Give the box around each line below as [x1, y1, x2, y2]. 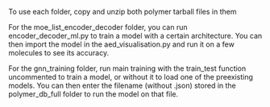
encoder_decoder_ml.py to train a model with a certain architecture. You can [8, 31, 263, 40]
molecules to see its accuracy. [8, 48, 110, 57]
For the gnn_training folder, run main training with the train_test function [8, 64, 247, 73]
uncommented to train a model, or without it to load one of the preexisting [8, 72, 254, 81]
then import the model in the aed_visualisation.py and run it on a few [8, 39, 235, 49]
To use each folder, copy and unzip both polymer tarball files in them [8, 7, 237, 16]
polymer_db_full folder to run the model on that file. [8, 89, 179, 99]
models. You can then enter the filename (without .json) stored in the [8, 80, 236, 90]
